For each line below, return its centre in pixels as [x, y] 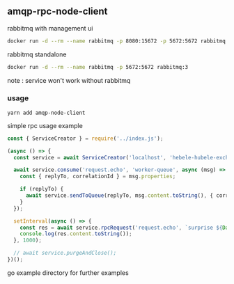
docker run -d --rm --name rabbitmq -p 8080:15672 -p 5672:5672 [102, 41]
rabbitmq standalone [37, 54]
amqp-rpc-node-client [57, 11]
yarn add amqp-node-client [46, 113]
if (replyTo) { [42, 189]
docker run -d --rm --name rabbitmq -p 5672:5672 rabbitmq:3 [98, 67]
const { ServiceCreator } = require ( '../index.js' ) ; [85, 139]
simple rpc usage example [45, 125]
